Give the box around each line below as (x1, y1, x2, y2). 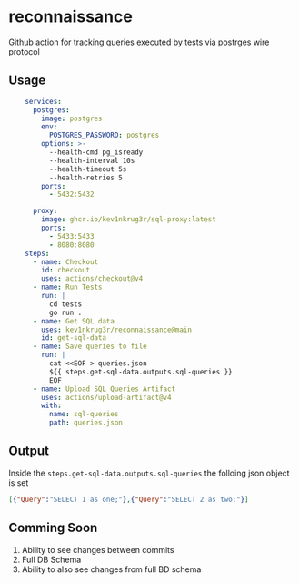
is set (8, 476, 29, 488)
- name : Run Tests (32, 282, 103, 292)
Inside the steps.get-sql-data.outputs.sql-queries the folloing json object (8, 467, 290, 478)
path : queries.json (48, 418, 124, 427)
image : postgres (41, 114, 103, 123)
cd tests (48, 299, 83, 309)
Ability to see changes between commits (21, 544, 174, 555)
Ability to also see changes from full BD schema (21, 563, 202, 575)
